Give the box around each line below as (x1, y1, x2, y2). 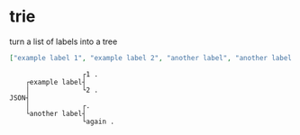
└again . (81, 117, 115, 126)
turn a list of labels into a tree (9, 36, 118, 47)
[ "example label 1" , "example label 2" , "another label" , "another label (9, 53, 293, 62)
